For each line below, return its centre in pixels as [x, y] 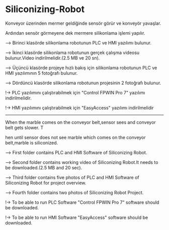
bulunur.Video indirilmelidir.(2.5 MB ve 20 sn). [53, 58]
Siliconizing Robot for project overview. [46, 183]
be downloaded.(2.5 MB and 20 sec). [44, 167]
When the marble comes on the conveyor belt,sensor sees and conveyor [80, 122]
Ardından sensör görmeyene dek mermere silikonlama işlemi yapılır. [75, 33]
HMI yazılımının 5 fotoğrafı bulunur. [41, 73]
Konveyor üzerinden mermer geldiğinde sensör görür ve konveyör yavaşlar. [83, 23]
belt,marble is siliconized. [32, 143]
